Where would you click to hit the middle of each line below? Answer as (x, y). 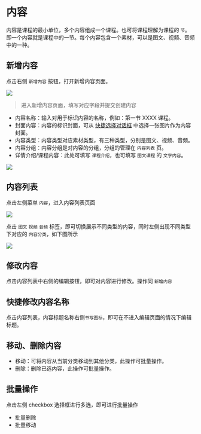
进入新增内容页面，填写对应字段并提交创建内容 (78, 105)
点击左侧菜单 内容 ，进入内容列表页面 (51, 202)
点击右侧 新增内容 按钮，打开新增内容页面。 (59, 81)
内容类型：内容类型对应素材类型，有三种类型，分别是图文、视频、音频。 (104, 140)
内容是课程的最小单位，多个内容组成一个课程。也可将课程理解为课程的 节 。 (98, 30)
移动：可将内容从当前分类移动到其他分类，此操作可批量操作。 (91, 361)
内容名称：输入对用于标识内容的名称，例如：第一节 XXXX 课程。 (94, 118)
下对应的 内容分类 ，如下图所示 (42, 234)
